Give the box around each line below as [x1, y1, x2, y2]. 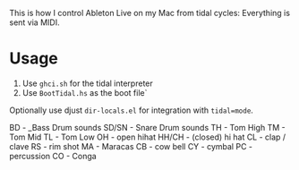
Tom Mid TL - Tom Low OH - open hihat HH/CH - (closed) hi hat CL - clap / [9, 132, 286, 142]
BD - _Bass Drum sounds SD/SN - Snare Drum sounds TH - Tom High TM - [9, 122, 286, 132]
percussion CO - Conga [9, 150, 97, 161]
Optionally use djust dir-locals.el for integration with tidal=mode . [9, 105, 253, 115]
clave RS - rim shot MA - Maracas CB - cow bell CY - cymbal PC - [9, 140, 253, 151]
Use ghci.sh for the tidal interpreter [21, 78, 154, 89]
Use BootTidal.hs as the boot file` [21, 87, 148, 98]
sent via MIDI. [9, 17, 60, 28]
